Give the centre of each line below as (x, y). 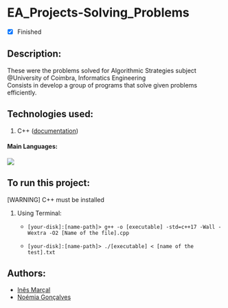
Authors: (26, 274)
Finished (29, 32)
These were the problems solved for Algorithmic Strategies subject (102, 70)
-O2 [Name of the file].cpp (89, 233)
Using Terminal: (39, 213)
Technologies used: (50, 114)
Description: (34, 54)
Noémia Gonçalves (44, 297)
